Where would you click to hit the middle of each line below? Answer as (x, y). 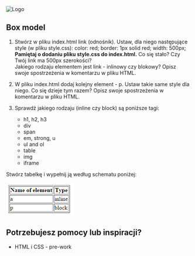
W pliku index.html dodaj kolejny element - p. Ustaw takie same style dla (102, 84)
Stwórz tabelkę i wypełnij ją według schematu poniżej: (71, 174)
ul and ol (34, 144)
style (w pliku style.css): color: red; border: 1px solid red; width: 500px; (100, 48)
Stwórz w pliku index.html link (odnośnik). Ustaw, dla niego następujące (101, 42)
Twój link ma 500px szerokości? (53, 60)
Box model (26, 28)
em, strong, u (39, 138)
